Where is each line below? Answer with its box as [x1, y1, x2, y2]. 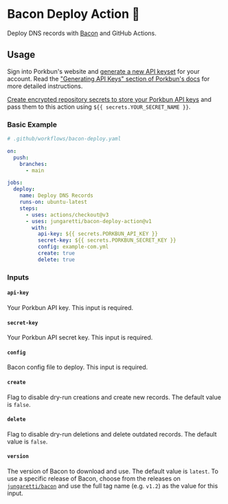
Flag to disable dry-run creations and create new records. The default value [7, 392, 222, 401]
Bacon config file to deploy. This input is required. [7, 363, 148, 371]
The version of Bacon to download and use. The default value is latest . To [7, 467, 218, 475]
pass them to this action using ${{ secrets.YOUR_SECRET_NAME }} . [7, 103, 191, 111]
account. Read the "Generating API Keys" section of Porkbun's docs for [7, 74, 210, 83]
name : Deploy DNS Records [19, 192, 94, 199]
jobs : [7, 179, 23, 187]
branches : [19, 160, 48, 167]
